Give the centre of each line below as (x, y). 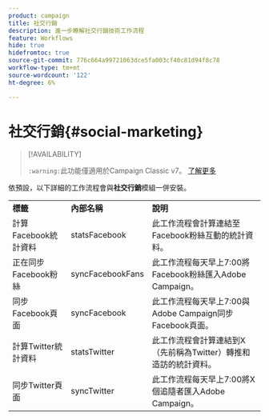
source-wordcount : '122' (50, 75)
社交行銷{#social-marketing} (106, 132)
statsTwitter (92, 352)
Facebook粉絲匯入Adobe (199, 274)
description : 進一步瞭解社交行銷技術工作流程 (76, 30)
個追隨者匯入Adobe (189, 391)
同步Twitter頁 (37, 386)
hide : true (26, 46)
